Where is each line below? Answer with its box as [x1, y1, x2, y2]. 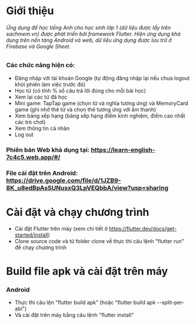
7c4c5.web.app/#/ [6, 153, 61, 161]
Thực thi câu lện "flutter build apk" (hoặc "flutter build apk [14, 299, 156, 306]
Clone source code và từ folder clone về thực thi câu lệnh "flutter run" [14, 237, 184, 244]
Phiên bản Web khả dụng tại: [6, 146, 90, 154]
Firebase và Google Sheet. [6, 42, 71, 50]
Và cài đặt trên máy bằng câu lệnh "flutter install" [14, 312, 134, 319]
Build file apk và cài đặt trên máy [6, 264, 168, 278]
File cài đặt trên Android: [6, 169, 78, 177]
